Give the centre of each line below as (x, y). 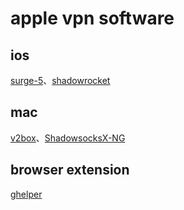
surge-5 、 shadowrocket (60, 80)
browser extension (70, 170)
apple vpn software (92, 18)
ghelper (26, 194)
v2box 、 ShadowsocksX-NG (68, 138)
